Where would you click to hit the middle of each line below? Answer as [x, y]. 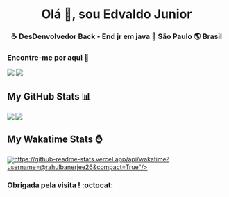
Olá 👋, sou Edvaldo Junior [117, 14]
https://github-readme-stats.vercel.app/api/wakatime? [92, 159]
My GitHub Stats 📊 [49, 96]
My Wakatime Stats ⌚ [55, 139]
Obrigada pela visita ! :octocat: [60, 185]
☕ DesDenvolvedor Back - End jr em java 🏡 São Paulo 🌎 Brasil [117, 36]
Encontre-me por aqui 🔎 [48, 58]
